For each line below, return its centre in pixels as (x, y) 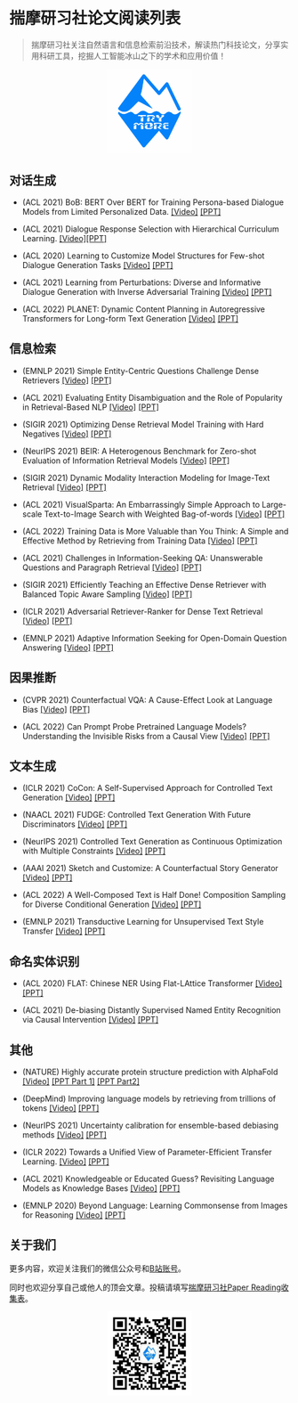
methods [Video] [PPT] (64, 1135)
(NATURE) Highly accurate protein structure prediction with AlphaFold (150, 1072)
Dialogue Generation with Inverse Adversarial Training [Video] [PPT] (147, 291)
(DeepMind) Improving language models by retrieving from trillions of (149, 1098)
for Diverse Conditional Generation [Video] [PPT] (112, 904)
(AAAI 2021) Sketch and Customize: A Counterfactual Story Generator (150, 869)
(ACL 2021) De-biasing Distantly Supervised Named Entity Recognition (152, 1010)
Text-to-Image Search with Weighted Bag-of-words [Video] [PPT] (165, 514)
